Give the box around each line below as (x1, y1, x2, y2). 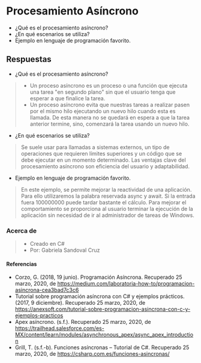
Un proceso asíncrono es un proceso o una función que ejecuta (29, 82, 188, 89)
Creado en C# (29, 240, 65, 248)
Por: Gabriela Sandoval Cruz (29, 246, 100, 254)
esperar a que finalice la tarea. (29, 94, 106, 102)
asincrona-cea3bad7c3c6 (14, 287, 79, 294)
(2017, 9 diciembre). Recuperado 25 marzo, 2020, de (14, 299, 146, 307)
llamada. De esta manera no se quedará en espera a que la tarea (29, 114, 190, 121)
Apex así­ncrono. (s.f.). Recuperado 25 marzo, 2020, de (14, 319, 151, 326)
